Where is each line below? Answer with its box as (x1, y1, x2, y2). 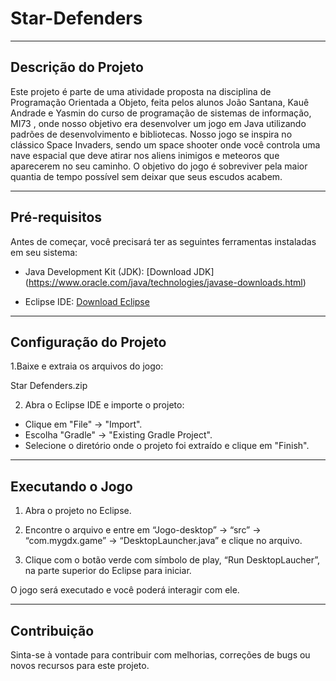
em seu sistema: (10, 246, 78, 258)
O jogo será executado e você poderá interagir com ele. (10, 584, 240, 596)
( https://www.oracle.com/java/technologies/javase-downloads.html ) (24, 276, 307, 288)
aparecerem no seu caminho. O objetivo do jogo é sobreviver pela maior (10, 160, 308, 172)
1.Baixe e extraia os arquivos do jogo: (10, 360, 164, 372)
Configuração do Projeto (10, 333, 167, 351)
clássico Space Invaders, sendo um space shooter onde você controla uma (10, 138, 321, 151)
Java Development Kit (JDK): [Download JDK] (24, 265, 215, 277)
